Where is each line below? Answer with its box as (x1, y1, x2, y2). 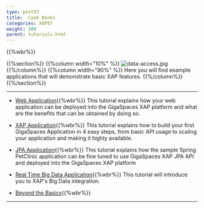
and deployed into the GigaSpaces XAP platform (15, 159, 137, 167)
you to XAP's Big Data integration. (15, 178, 100, 185)
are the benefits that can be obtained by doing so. (15, 110, 141, 117)
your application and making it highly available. (15, 134, 133, 142)
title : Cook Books (6, 15, 56, 21)
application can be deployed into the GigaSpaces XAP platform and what (15, 103, 197, 111)
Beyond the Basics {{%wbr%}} (15, 189, 91, 196)
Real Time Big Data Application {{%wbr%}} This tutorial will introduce (15, 171, 188, 178)
